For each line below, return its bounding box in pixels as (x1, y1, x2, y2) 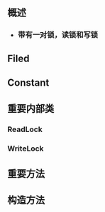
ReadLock (7, 124, 43, 134)
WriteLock (7, 143, 44, 153)
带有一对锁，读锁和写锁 (17, 30, 98, 40)
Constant (7, 77, 50, 89)
